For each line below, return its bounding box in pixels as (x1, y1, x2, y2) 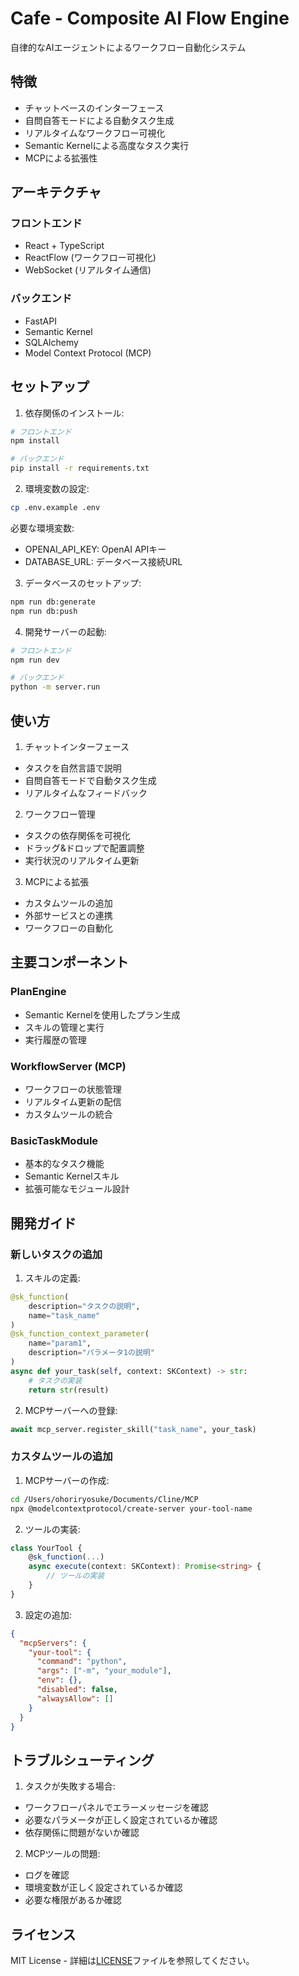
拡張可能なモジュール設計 (24, 1183, 130, 1195)
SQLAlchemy (24, 336, 79, 348)
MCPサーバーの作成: (24, 1474, 110, 1486)
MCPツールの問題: (24, 1848, 101, 1860)
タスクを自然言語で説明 (24, 762, 122, 774)
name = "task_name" (28, 1310, 101, 1321)
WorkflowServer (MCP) (10, 1059, 127, 1073)
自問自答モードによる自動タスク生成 (24, 114, 175, 126)
